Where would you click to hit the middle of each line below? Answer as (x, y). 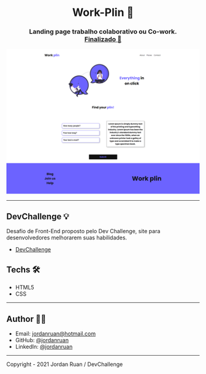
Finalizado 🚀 (103, 39)
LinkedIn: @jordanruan (44, 346)
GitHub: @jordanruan (42, 340)
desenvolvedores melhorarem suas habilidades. (67, 237)
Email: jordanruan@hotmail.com (55, 334)
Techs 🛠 (23, 270)
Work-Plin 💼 (103, 13)
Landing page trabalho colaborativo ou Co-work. (103, 32)
